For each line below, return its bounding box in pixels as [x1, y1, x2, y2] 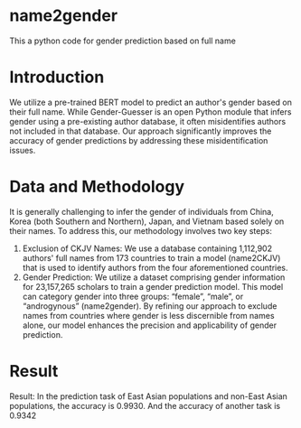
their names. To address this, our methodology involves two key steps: [9, 225, 273, 236]
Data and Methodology [9, 177, 185, 197]
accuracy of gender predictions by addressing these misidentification [9, 135, 268, 145]
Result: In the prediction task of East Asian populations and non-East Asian [9, 390, 287, 402]
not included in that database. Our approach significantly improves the [9, 126, 272, 136]
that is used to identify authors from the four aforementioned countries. [22, 262, 288, 273]
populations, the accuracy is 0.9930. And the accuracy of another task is [9, 400, 281, 411]
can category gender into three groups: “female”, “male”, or [22, 291, 244, 302]
